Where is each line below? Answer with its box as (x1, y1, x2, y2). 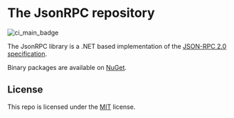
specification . (7, 49, 48, 58)
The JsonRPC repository (7, 5, 155, 21)
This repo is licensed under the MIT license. (7, 102, 136, 111)
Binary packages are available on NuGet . (7, 63, 127, 71)
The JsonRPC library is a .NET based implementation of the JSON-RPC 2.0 (7, 42, 227, 50)
